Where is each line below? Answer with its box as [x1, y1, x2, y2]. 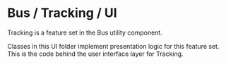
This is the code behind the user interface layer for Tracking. [7, 49, 184, 58]
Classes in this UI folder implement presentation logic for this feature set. [7, 42, 220, 50]
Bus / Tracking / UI [7, 5, 118, 21]
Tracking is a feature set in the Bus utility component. [7, 28, 162, 37]
